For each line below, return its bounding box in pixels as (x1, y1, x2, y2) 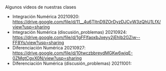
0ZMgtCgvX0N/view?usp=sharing (12, 55, 82, 61)
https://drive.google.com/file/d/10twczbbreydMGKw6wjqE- (12, 50, 133, 56)
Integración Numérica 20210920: (12, 14, 80, 19)
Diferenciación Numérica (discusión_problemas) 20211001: (12, 61, 132, 66)
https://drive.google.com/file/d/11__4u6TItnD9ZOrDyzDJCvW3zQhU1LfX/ (12, 19, 161, 24)
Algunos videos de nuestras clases (5, 4, 77, 10)
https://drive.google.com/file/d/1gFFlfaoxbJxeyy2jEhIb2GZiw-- (12, 34, 141, 40)
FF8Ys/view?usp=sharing (12, 40, 64, 46)
